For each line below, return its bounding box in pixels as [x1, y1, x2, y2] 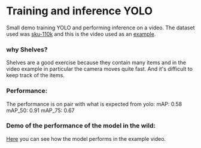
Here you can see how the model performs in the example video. [6, 135, 166, 142]
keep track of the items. [6, 72, 65, 79]
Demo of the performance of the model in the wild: [6, 122, 156, 130]
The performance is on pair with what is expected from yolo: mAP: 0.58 [6, 100, 182, 107]
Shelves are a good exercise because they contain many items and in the [6, 59, 187, 67]
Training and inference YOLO [6, 4, 153, 18]
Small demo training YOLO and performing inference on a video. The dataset [6, 24, 195, 31]
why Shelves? [6, 45, 48, 53]
